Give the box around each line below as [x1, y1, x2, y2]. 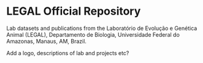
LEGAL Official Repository [6, 4, 141, 18]
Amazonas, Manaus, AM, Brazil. [6, 37, 87, 45]
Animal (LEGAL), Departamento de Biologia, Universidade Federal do [6, 31, 180, 38]
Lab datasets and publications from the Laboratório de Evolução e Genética [6, 24, 197, 32]
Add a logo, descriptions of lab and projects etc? [6, 49, 129, 56]
